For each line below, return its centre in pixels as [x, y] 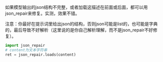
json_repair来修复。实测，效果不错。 [42, 13]
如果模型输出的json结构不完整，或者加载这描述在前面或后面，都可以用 [77, 7]
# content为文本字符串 [26, 50]
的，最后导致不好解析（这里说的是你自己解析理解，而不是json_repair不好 [79, 30]
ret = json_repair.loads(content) [41, 55]
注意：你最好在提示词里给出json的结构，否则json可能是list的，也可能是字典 [81, 24]
